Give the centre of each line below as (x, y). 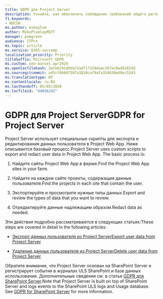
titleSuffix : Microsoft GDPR (34, 59)
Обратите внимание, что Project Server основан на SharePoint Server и (78, 266)
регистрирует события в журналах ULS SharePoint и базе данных (73, 271)
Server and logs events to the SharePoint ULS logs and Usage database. (77, 286)
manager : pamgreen (24, 37)
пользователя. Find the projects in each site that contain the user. (77, 183)
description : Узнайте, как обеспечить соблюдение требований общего (76, 14)
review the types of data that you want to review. (61, 198)
